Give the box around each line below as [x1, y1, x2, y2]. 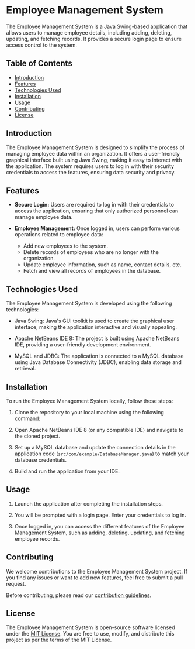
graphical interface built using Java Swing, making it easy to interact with [6, 156, 182, 163]
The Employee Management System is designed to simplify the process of [6, 144, 185, 151]
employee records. [14, 535, 60, 542]
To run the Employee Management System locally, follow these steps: [6, 397, 173, 404]
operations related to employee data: [14, 231, 103, 238]
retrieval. [14, 365, 36, 372]
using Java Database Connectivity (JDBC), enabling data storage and [14, 359, 182, 366]
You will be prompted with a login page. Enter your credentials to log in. [14, 511, 187, 518]
